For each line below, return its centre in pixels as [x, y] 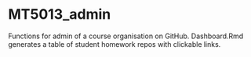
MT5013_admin [60, 14]
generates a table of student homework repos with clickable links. [115, 44]
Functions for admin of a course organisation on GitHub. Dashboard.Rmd [126, 36]
